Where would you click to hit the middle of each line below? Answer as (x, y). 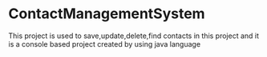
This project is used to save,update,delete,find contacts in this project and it (133, 36)
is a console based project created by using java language (105, 44)
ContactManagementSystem (107, 14)
